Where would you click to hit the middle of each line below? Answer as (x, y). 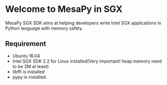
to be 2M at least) (30, 66)
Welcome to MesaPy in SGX (64, 9)
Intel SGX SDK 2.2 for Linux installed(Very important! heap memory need (87, 61)
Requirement (26, 44)
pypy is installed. (30, 77)
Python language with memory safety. (44, 28)
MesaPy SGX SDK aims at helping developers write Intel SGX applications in (83, 23)
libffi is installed (28, 72)
